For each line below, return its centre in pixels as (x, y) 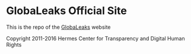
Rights (14, 45)
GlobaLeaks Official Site (67, 11)
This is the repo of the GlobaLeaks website (58, 27)
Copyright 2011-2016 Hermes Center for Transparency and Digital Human (95, 38)
